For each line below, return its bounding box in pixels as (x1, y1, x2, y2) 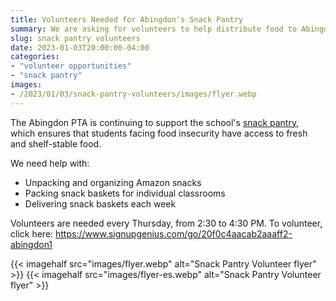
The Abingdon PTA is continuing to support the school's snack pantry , (10, 116, 300, 128)
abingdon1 (10, 238, 53, 250)
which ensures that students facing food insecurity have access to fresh (10, 127, 308, 139)
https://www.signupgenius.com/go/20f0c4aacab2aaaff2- (55, 227, 293, 240)
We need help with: (10, 157, 90, 169)
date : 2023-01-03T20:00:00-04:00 (10, 42, 150, 53)
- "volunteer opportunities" (10, 61, 132, 71)
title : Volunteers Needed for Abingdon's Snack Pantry (10, 14, 244, 25)
